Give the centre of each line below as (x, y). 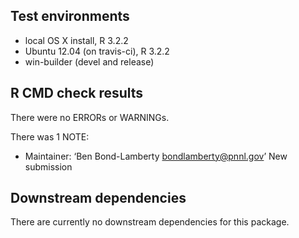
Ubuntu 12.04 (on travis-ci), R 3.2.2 (97, 51)
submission (48, 166)
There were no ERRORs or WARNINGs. (90, 117)
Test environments (70, 16)
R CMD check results (77, 93)
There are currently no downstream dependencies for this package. (150, 222)
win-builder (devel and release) (89, 61)
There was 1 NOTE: (50, 136)
